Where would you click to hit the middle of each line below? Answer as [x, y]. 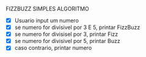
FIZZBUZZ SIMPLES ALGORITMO [47, 9]
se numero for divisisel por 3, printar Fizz [66, 34]
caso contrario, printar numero [53, 48]
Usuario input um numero [46, 20]
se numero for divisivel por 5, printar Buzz [67, 41]
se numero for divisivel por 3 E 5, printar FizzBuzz [77, 27]
